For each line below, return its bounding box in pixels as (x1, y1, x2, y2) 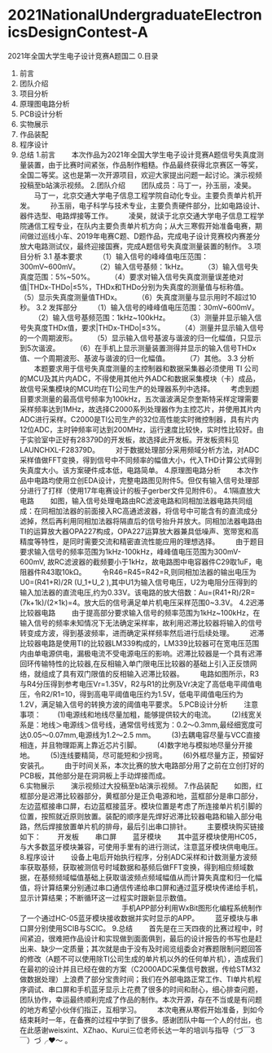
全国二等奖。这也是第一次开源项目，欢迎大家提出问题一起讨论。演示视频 (19, 169, 262, 180)
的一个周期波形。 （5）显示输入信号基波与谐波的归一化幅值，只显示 (19, 332, 262, 343)
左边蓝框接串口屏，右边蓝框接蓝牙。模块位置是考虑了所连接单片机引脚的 (19, 801, 262, 811)
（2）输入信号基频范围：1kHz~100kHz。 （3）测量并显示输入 (33, 312, 255, 322)
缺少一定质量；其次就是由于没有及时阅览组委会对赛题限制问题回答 (41, 943, 262, 954)
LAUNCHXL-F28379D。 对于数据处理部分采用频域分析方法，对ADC (19, 445, 260, 454)
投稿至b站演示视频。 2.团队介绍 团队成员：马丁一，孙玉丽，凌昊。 (19, 180, 256, 190)
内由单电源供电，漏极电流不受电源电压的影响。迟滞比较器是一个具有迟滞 (19, 648, 262, 658)
